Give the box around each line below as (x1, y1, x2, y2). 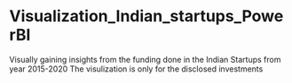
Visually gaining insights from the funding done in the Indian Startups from (9, 54, 281, 64)
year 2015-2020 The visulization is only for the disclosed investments (9, 64, 264, 74)
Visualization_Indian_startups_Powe (9, 6, 284, 26)
